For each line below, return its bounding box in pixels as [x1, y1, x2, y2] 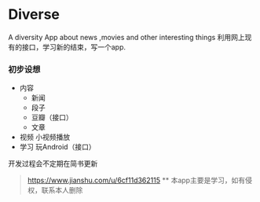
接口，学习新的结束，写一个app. [21, 42, 126, 52]
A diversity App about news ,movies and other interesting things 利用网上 [8, 32, 245, 42]
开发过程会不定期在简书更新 [8, 159, 98, 168]
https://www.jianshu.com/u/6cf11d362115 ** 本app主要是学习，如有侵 [27, 175, 253, 185]
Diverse [8, 6, 60, 24]
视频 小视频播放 [19, 132, 71, 142]
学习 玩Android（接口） [19, 142, 96, 152]
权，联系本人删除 [27, 185, 83, 195]
